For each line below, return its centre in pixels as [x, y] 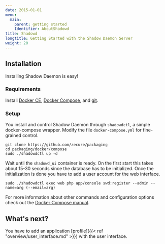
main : [16, 19]
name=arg [14, 188]
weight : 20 [17, 43]
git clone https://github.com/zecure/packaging [57, 145]
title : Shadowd [21, 34]
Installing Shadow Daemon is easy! [42, 76]
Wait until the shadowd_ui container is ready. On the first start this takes [79, 163]
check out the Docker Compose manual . [47, 203]
